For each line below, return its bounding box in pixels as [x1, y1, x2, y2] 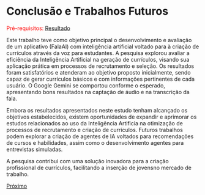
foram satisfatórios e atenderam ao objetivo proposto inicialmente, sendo [6, 68, 191, 76]
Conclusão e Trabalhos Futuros [6, 4, 169, 18]
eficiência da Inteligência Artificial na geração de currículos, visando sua [6, 56, 190, 63]
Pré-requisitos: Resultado [6, 24, 70, 32]
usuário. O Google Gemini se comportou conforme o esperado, [6, 81, 165, 89]
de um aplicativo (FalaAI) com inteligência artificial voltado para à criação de [6, 43, 199, 50]
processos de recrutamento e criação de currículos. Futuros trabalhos [6, 126, 184, 133]
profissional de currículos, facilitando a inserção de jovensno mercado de [6, 164, 192, 171]
